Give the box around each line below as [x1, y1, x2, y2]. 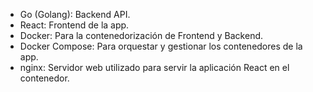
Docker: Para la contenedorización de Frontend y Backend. [19, 30, 264, 41]
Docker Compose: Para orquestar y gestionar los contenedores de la [19, 40, 303, 52]
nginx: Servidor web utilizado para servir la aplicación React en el [19, 62, 290, 73]
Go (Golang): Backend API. [19, 9, 131, 20]
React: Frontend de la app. [19, 19, 130, 31]
